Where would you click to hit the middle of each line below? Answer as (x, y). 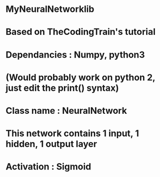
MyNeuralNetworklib (50, 9)
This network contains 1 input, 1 (72, 133)
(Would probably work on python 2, (80, 77)
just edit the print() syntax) (62, 88)
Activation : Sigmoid (48, 167)
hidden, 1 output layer (51, 144)
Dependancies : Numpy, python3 (75, 54)
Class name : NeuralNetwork (66, 111)
